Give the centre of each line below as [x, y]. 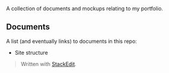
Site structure [31, 52]
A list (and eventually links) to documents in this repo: [72, 41]
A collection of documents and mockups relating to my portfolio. [84, 9]
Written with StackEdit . [49, 64]
